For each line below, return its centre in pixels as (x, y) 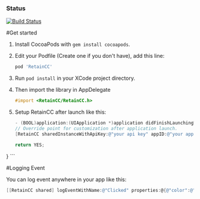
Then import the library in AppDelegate (63, 90)
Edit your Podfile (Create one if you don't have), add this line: (90, 56)
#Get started (22, 33)
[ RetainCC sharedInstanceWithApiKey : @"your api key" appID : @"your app (104, 134)
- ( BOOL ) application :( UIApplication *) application (79, 123)
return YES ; (29, 145)
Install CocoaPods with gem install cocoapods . (72, 44)
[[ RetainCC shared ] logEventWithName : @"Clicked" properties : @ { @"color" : (98, 190)
